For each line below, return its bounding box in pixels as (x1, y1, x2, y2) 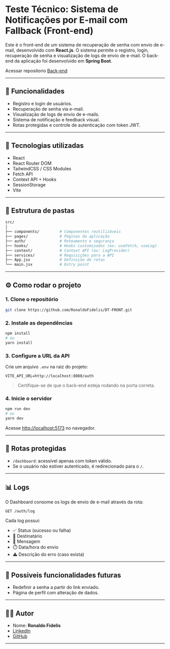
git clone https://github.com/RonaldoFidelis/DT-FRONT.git (5, 307, 133, 312)
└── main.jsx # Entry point (5, 262, 90, 267)
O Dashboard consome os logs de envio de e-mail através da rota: (5, 499, 144, 505)
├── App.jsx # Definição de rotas (5, 257, 105, 262)
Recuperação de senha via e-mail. (12, 106, 84, 112)
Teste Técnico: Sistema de (5, 4, 119, 15)
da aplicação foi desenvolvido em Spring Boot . (14, 58, 112, 64)
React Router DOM (12, 160, 52, 166)
